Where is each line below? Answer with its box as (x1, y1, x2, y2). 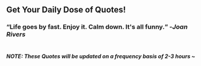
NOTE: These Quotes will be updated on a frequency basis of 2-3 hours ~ (6, 52, 196, 59)
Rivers (6, 30, 26, 38)
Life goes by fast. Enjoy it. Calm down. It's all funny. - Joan (9, 23, 188, 31)
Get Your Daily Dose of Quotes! (6, 5, 126, 15)
